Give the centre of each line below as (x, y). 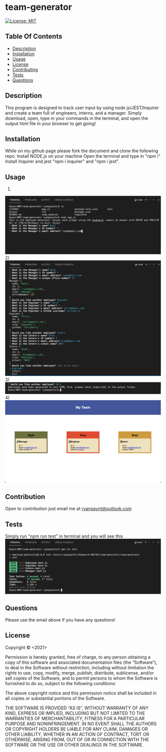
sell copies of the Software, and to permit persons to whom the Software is (82, 678)
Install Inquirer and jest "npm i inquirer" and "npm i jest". (62, 161)
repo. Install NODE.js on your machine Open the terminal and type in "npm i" (83, 156)
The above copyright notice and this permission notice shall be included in (81, 693)
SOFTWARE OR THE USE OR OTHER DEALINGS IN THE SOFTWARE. (74, 745)
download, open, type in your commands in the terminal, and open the (77, 118)
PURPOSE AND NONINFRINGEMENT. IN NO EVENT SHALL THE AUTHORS (81, 724)
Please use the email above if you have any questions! (60, 620)
